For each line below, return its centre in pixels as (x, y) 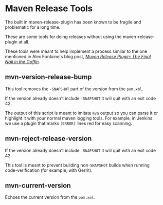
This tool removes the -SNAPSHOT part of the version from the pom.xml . (74, 89)
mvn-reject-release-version (48, 139)
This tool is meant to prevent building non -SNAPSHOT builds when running (77, 165)
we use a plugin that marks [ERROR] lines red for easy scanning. (69, 123)
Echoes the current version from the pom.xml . (50, 197)
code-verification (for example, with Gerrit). (49, 170)
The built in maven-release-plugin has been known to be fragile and (73, 22)
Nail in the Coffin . (23, 61)
